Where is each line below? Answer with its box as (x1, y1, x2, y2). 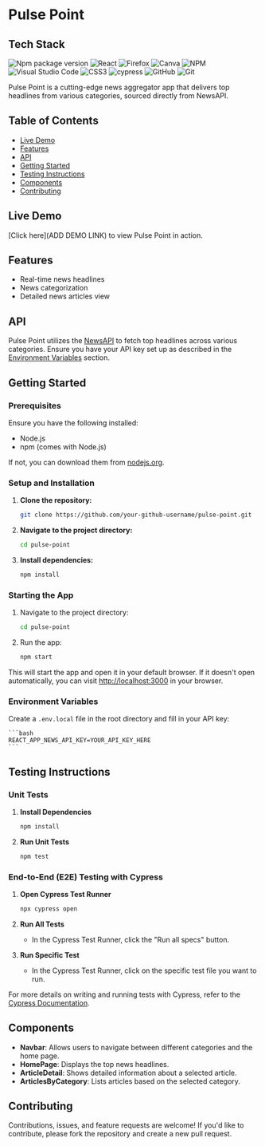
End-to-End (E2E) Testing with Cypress (8, 871, 163, 883)
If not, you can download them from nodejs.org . (8, 457, 165, 467)
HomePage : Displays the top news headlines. (19, 1059, 170, 1069)
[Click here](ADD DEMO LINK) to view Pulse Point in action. (8, 230, 203, 240)
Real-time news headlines (19, 275, 105, 284)
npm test (19, 852, 49, 860)
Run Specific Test (19, 950, 80, 959)
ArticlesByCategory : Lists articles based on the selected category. (19, 1076, 241, 1086)
